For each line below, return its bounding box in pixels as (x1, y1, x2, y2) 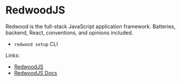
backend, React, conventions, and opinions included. (5, 29, 134, 36)
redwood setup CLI (13, 40, 58, 47)
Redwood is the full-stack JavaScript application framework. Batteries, (5, 23, 176, 30)
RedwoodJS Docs (13, 69, 57, 76)
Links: (5, 52, 20, 59)
